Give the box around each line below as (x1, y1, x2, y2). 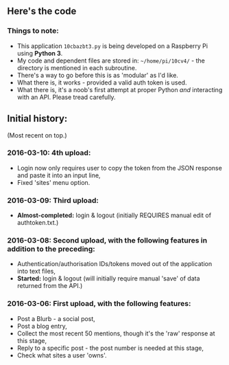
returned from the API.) (16, 282, 83, 290)
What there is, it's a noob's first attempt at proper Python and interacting (16, 85, 223, 93)
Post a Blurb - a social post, (16, 314, 96, 322)
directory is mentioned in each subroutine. (16, 63, 137, 71)
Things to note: (7, 26, 60, 36)
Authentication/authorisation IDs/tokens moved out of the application (16, 260, 213, 268)
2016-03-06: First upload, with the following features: (7, 299, 191, 309)
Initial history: (7, 113, 68, 124)
